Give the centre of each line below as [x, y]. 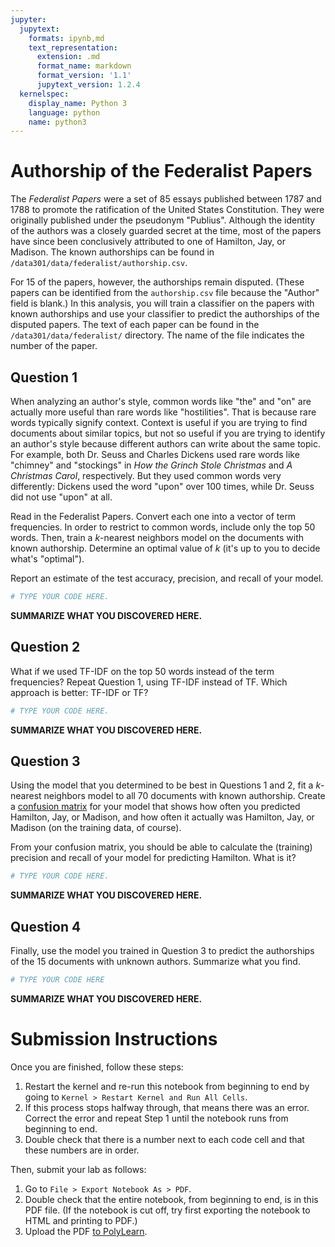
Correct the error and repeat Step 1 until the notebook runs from [156, 1118]
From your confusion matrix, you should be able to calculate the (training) [161, 847]
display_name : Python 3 [78, 103]
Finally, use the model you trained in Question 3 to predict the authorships [162, 951]
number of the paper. [54, 346]
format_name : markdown [84, 66]
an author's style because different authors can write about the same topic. [165, 444]
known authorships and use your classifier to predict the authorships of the [165, 314]
